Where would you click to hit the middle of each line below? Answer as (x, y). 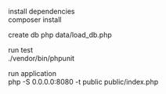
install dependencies (41, 11)
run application (32, 73)
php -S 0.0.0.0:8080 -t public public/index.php (83, 82)
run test (21, 50)
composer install (35, 20)
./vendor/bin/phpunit (41, 58)
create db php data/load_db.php (60, 35)
